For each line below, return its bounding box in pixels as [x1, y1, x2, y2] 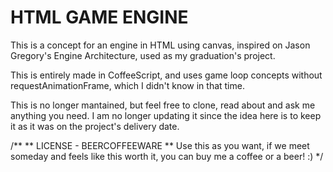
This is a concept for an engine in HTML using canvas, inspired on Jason [10, 39, 311, 51]
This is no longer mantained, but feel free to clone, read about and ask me [10, 99, 316, 111]
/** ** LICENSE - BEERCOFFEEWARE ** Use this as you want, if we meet [10, 139, 310, 151]
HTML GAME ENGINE [10, 6, 189, 29]
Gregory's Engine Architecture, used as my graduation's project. [10, 49, 276, 61]
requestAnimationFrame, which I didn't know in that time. [10, 79, 245, 91]
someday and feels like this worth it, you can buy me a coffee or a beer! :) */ [10, 150, 324, 162]
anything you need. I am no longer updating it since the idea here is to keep [10, 109, 322, 121]
